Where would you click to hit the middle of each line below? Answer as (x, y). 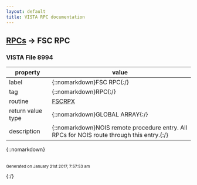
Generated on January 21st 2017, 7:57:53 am (48, 167)
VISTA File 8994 (30, 57)
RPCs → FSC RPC (38, 41)
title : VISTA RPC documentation (45, 17)
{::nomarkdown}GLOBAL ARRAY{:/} (100, 115)
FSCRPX (63, 101)
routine (19, 101)
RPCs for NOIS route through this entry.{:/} (110, 135)
